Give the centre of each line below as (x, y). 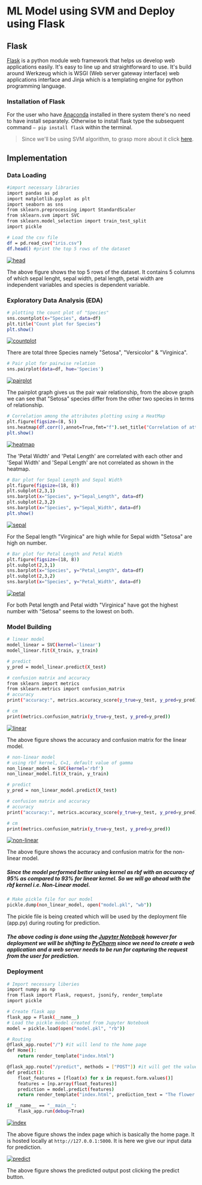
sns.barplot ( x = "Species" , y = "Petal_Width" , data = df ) (74, 582)
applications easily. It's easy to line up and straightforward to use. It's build (99, 67)
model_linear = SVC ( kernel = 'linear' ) (54, 645)
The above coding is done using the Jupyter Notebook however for (92, 937)
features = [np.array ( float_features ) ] (67, 1083)
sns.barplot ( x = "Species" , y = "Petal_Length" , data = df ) (76, 571)
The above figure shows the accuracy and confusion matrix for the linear (97, 739)
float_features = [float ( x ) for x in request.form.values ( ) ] (95, 1078)
